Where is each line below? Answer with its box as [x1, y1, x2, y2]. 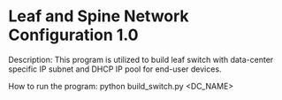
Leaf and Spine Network [8, 6, 189, 27]
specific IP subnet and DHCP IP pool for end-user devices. [8, 64, 222, 74]
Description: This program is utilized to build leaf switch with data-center [8, 54, 274, 65]
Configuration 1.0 [8, 25, 139, 45]
